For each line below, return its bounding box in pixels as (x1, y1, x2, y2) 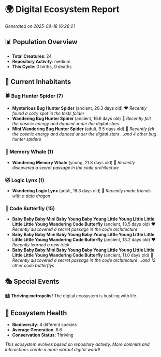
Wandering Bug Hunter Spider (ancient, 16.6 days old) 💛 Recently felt (12, 116, 151, 121)
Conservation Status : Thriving (12, 332, 73, 338)
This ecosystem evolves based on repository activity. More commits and (5, 341, 150, 347)
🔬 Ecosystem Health (5, 309, 67, 317)
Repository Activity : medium (12, 58, 71, 64)
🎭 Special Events (5, 277, 59, 286)
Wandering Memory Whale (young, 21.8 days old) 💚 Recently (12, 159, 135, 165)
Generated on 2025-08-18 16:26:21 (5, 23, 75, 29)
